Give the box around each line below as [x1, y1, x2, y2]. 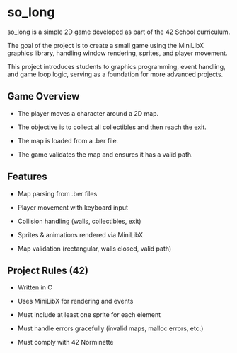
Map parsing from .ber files [17, 189, 98, 198]
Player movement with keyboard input [17, 203, 129, 212]
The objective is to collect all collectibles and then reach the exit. [17, 123, 207, 131]
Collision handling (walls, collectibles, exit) [17, 217, 141, 225]
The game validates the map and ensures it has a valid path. [17, 150, 193, 159]
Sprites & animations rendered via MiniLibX [17, 230, 144, 239]
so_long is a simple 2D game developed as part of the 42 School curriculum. [7, 28, 231, 36]
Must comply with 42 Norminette [17, 338, 114, 347]
